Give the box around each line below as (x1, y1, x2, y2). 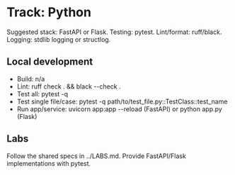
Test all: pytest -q (16, 89, 69, 98)
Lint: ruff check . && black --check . (16, 82, 121, 91)
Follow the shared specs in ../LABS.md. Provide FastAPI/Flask (6, 152, 187, 160)
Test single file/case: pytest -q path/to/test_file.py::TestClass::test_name (16, 97, 228, 106)
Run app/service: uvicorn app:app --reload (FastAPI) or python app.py (16, 104, 222, 113)
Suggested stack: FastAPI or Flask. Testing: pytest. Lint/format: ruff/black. (6, 28, 222, 36)
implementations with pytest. (6, 159, 91, 167)
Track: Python (6, 4, 91, 21)
